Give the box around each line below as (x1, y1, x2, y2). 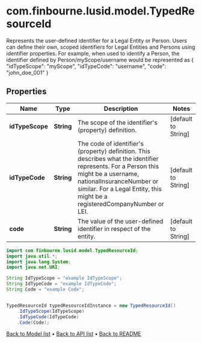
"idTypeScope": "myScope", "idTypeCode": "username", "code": (6, 62, 167, 70)
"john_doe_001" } (6, 69, 49, 76)
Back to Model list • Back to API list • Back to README (6, 330, 141, 338)
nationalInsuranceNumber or (78, 177, 159, 185)
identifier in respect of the (78, 224, 151, 233)
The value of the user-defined (78, 217, 164, 225)
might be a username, (78, 169, 139, 178)
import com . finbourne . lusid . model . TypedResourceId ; (6, 247, 138, 254)
